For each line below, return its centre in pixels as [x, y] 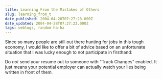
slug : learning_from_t [28, 14]
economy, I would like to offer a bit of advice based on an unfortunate [75, 47]
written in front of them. [29, 72]
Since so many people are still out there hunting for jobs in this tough [74, 42]
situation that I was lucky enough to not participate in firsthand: [69, 53]
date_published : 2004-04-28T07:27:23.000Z [49, 19]
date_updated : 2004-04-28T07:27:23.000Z [47, 23]
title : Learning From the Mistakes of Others [52, 10]
